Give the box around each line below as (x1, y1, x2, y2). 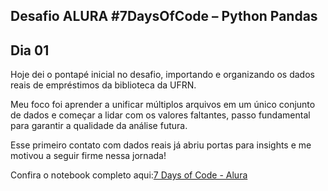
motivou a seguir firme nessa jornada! (10, 150, 167, 162)
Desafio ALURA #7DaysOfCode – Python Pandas (10, 8, 318, 25)
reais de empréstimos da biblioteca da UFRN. (10, 79, 197, 91)
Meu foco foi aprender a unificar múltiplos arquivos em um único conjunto (10, 99, 316, 111)
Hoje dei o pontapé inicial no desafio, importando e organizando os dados (10, 69, 315, 81)
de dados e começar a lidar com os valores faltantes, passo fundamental (10, 109, 311, 121)
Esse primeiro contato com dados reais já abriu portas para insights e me (10, 139, 312, 151)
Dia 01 (10, 42, 50, 59)
